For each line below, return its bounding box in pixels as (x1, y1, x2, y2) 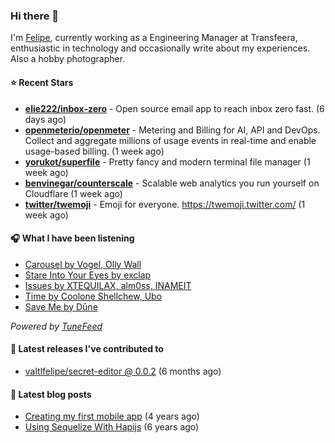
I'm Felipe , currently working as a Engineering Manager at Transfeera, (10, 32, 298, 44)
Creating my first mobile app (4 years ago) (24, 410, 200, 423)
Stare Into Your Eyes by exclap (24, 269, 152, 281)
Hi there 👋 (10, 9, 60, 23)
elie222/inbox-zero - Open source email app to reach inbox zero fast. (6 (24, 102, 325, 114)
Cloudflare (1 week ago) (24, 187, 123, 199)
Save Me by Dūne (24, 300, 98, 313)
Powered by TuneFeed (10, 320, 103, 332)
